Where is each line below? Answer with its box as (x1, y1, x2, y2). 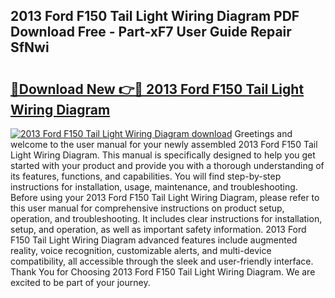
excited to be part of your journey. (10, 277, 151, 288)
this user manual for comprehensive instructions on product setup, (10, 202, 285, 214)
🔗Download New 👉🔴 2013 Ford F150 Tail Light (10, 80, 305, 98)
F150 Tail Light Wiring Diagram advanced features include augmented (10, 234, 298, 246)
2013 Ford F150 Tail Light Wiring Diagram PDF (10, 8, 300, 25)
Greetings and (234, 128, 293, 139)
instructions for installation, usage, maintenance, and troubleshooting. (10, 181, 298, 193)
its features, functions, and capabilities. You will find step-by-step (10, 170, 282, 182)
